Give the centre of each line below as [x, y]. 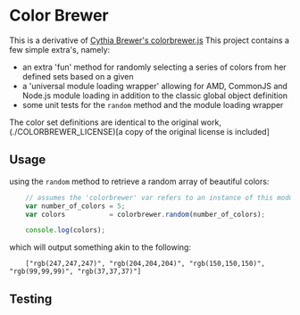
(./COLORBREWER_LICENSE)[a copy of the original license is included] [140, 131]
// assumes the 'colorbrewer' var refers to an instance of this [150, 197]
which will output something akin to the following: [100, 247]
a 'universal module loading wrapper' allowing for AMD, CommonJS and [155, 86]
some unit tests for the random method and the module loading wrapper [153, 104]
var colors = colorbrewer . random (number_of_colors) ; [146, 214]
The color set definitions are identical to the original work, [115, 122]
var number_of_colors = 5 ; [75, 206]
